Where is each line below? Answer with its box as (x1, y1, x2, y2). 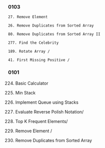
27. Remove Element (8, 15, 48, 20)
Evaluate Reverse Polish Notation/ (15, 109, 84, 115)
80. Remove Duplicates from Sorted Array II (8, 32, 101, 37)
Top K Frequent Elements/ (15, 118, 68, 124)
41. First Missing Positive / (8, 58, 70, 62)
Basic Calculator (15, 80, 49, 86)
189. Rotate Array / (8, 49, 51, 54)
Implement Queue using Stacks (15, 99, 79, 105)
